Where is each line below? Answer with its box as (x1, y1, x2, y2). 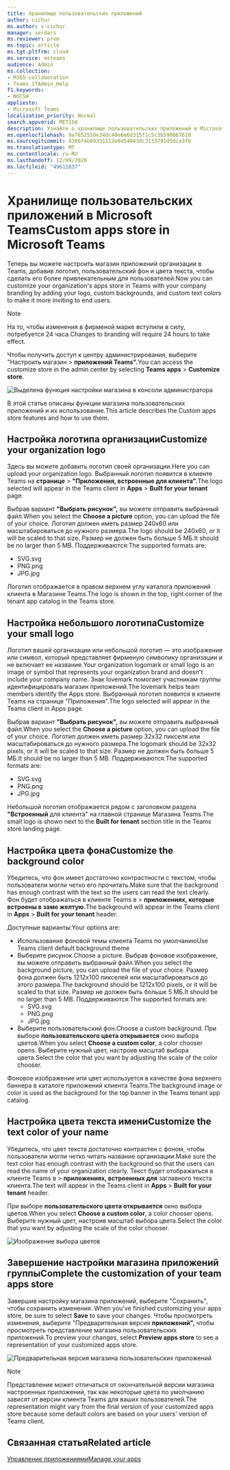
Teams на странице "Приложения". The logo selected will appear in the (7, 697, 210, 705)
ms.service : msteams (7, 55, 66, 62)
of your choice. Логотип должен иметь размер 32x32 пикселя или (7, 732, 201, 740)
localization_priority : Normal (7, 112, 97, 119)
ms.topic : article (7, 42, 60, 49)
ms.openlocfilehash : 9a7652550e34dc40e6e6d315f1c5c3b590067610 (7, 131, 192, 138)
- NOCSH (7, 93, 29, 100)
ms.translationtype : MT (7, 144, 75, 151)
